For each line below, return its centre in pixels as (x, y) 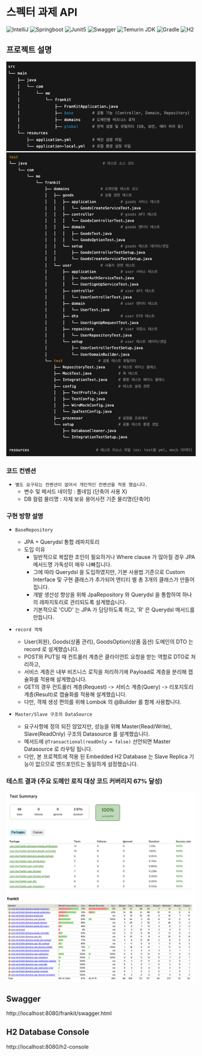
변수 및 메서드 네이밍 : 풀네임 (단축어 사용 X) (75, 492)
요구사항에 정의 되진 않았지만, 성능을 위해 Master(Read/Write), (98, 726)
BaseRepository (34, 530)
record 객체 (29, 630)
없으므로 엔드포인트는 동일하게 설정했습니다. (87, 764)
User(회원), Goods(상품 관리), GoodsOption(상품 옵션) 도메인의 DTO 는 (109, 642)
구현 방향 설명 (25, 516)
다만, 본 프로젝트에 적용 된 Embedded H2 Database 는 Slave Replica (106, 757)
